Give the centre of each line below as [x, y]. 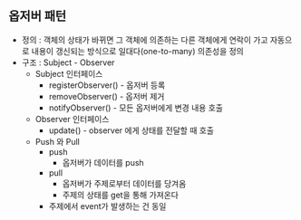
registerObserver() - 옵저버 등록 [107, 85]
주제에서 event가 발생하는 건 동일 [107, 206]
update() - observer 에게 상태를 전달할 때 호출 [131, 130]
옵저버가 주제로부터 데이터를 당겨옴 [124, 183]
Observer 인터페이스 [72, 119]
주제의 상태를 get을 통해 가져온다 [120, 195]
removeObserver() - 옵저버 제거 [107, 96]
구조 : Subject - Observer [68, 62]
